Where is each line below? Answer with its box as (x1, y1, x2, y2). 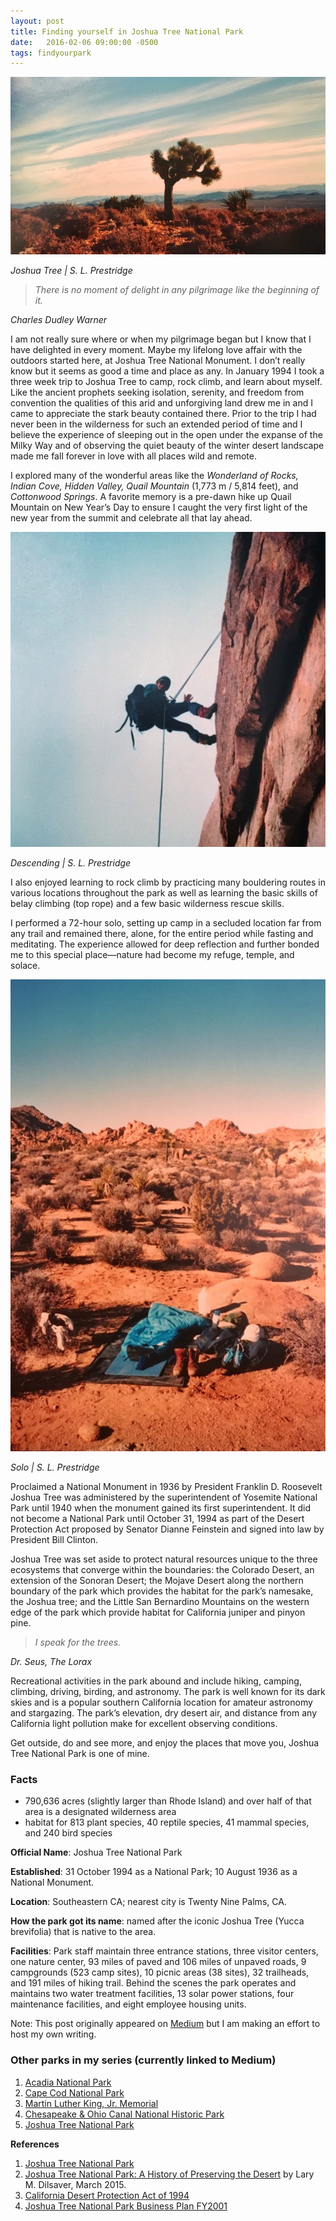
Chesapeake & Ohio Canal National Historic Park (24, 2108, 225, 2120)
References (10, 2138, 60, 2150)
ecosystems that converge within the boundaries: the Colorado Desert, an (10, 1563, 315, 1575)
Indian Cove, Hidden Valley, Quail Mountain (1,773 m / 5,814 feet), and (10, 480, 299, 492)
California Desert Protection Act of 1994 (24, 2189, 190, 2201)
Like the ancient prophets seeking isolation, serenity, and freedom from (10, 386, 305, 398)
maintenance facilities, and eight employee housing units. (10, 1998, 247, 2010)
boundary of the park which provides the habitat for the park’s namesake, (10, 1585, 314, 1597)
